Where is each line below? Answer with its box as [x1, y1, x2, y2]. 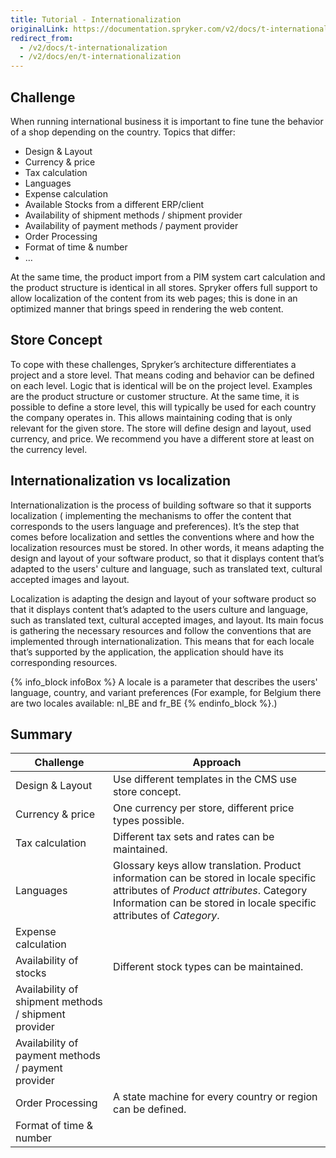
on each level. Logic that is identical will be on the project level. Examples [10, 379, 313, 391]
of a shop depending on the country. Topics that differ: [10, 126, 236, 138]
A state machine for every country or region [113, 1090, 318, 1104]
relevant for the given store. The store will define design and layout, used [10, 422, 312, 434]
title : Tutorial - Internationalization [10, 14, 182, 25]
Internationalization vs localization [10, 472, 231, 490]
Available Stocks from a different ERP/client [24, 198, 205, 210]
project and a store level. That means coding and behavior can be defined [10, 369, 315, 381]
